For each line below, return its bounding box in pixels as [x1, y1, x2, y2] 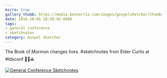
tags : [5, 21, 16, 26]
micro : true [5, 7, 30, 12]
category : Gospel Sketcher [5, 35, 61, 40]
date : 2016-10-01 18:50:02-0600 [5, 16, 72, 21]
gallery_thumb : [5, 12, 37, 17]
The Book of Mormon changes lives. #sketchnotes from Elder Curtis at [5, 48, 150, 55]
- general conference [5, 26, 50, 31]
